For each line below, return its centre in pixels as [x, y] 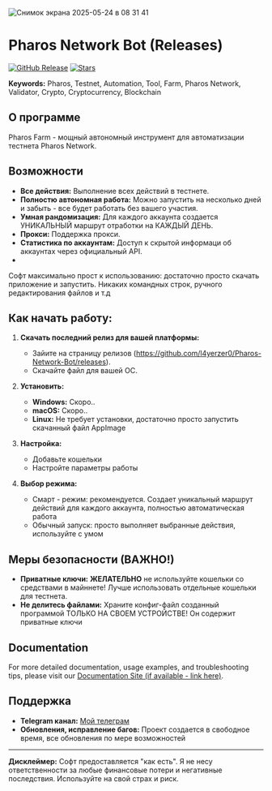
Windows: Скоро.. [64, 402]
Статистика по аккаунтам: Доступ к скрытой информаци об [126, 243]
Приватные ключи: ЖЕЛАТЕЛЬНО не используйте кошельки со [132, 579]
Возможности [46, 172]
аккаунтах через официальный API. [81, 251]
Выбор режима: [49, 484]
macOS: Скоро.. [60, 411]
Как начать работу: [60, 318]
